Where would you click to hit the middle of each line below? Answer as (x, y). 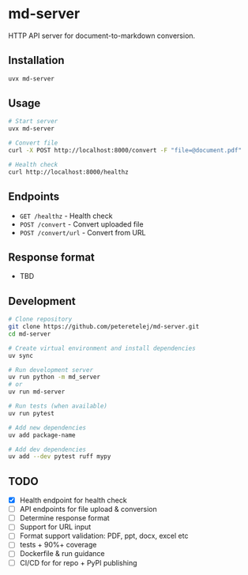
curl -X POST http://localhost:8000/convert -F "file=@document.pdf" (125, 151)
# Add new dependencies (47, 427)
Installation (36, 60)
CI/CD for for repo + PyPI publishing (78, 562)
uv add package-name (42, 435)
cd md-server (30, 334)
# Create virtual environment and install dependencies (102, 348)
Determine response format (64, 518)
